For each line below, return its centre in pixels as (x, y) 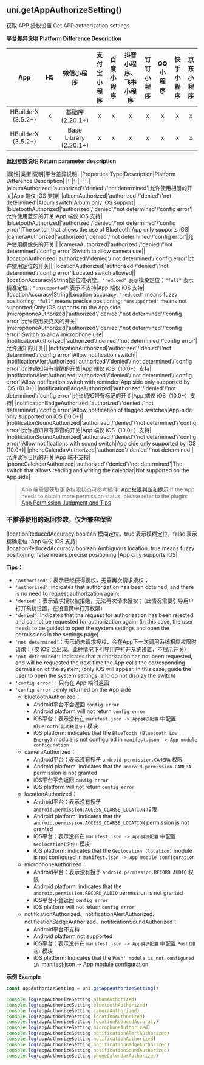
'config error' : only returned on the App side (73, 690)
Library (75, 137)
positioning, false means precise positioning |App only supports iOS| (92, 555)
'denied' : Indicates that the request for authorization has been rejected (104, 615)
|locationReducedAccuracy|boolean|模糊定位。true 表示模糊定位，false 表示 (102, 534)
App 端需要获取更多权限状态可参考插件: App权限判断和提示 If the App (108, 489)
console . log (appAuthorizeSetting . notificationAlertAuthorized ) (88, 1033)
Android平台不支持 (56, 929)
